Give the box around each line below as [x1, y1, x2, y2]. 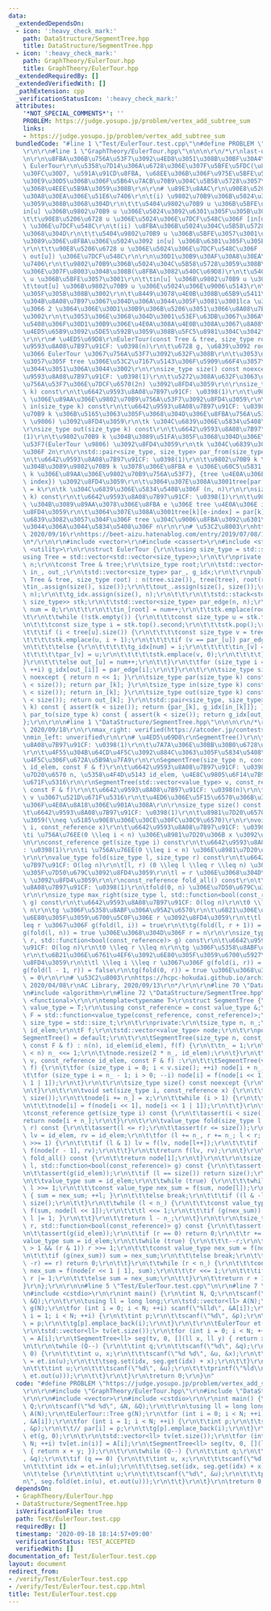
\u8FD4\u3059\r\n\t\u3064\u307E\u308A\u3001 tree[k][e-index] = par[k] [23, 508, 265, 516]
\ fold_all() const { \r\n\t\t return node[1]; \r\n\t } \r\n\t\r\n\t [23, 1153, 248, 1162]
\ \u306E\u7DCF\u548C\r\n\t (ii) [23, 222, 131, 230]
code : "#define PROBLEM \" [15, 1380, 106, 1388]
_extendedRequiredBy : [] [15, 72, 99, 80]
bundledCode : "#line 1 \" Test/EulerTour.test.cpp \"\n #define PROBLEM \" [15, 139, 265, 148]
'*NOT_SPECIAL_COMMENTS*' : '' [23, 110, 125, 118]
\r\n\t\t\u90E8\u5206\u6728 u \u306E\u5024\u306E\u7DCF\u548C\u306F [23, 245, 258, 253]
